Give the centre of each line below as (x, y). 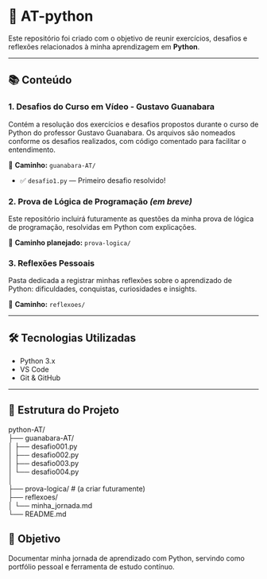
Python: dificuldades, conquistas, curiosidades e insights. (103, 289)
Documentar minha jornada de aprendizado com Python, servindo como (126, 558)
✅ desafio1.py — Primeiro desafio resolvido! (93, 180)
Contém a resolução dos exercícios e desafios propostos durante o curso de (133, 124)
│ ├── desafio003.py (44, 463)
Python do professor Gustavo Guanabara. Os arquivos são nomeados (122, 132)
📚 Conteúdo (40, 80)
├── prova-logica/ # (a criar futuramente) (77, 488)
